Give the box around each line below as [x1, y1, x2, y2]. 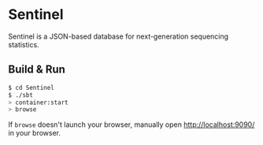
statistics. [8, 39, 39, 49]
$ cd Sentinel [8, 84, 55, 91]
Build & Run [8, 63, 65, 76]
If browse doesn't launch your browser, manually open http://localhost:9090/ [8, 120, 255, 129]
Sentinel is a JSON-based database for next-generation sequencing [8, 32, 229, 41]
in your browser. [8, 128, 61, 138]
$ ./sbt [8, 91, 34, 99]
